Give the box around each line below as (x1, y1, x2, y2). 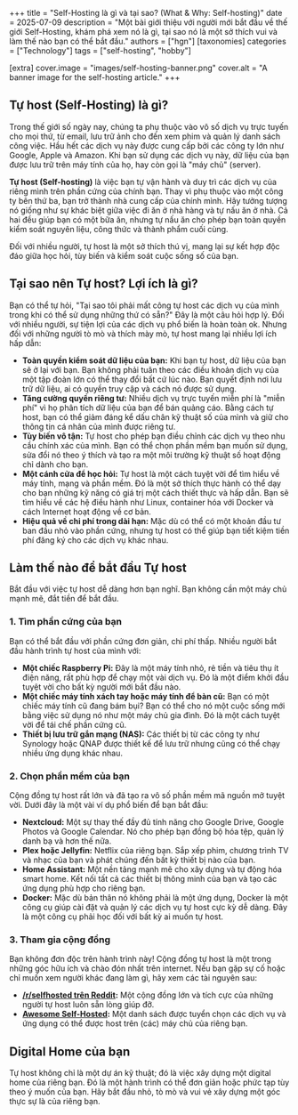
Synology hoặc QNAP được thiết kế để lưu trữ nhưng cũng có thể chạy (21, 738, 280, 748)
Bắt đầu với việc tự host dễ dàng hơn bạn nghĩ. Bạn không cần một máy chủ (9, 584, 287, 594)
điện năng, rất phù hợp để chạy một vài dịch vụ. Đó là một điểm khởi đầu (21, 672, 289, 683)
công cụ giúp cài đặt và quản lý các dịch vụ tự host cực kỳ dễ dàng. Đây (21, 902, 287, 913)
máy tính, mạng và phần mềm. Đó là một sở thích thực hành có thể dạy (21, 478, 282, 489)
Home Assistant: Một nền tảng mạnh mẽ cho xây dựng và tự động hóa (21, 864, 283, 875)
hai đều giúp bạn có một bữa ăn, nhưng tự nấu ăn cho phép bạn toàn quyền (9, 214, 286, 225)
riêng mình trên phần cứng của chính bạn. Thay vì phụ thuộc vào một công (9, 186, 284, 197)
